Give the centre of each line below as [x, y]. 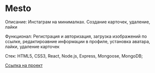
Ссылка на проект [24, 65]
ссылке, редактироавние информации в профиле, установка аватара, [78, 41]
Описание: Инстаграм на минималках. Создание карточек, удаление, [78, 22]
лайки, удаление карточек [32, 46]
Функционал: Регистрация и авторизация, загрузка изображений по [76, 36]
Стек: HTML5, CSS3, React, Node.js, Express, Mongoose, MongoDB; [74, 56]
